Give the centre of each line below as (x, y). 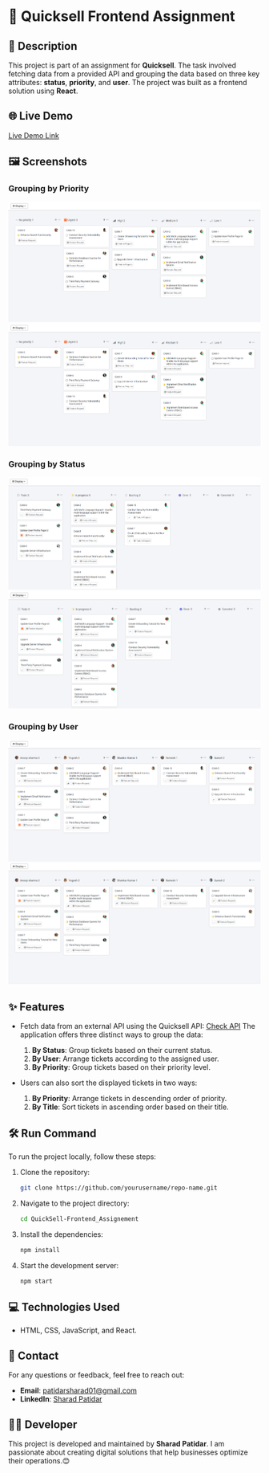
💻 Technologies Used (64, 1307)
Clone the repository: (55, 1172)
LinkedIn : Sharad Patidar (61, 1399)
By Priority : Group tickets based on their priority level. (121, 1067)
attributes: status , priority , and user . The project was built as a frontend (128, 82)
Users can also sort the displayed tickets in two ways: (108, 1083)
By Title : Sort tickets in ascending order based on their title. (130, 1107)
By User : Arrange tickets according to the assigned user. (125, 1059)
